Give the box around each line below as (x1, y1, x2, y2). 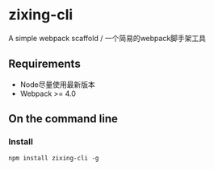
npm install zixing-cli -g (8, 155, 99, 163)
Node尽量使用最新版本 (19, 79, 95, 89)
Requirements (8, 57, 81, 71)
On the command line (8, 112, 119, 126)
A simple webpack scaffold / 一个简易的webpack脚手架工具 (8, 33, 207, 43)
